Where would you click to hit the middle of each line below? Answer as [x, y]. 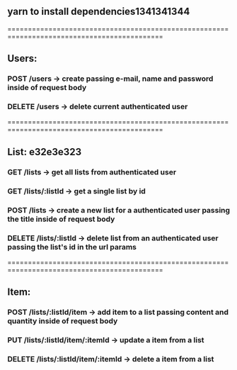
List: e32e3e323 [45, 152]
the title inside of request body [61, 219]
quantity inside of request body [63, 321]
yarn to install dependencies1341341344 [99, 12]
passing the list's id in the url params [72, 247]
